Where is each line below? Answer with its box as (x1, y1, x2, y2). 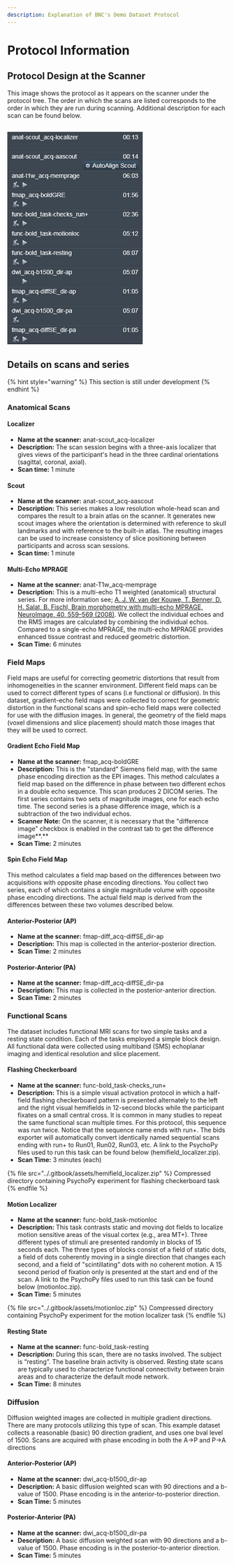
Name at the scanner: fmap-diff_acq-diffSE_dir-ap (17, 932, 164, 941)
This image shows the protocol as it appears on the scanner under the (7, 88, 210, 97)
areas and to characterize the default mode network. (17, 1372, 170, 1381)
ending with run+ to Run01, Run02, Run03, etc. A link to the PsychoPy (17, 1140, 219, 1149)
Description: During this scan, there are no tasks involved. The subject (17, 1350, 222, 1359)
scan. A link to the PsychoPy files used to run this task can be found (17, 1276, 214, 1284)
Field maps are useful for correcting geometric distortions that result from (7, 674, 220, 682)
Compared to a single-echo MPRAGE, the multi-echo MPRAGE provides (17, 625, 224, 634)
